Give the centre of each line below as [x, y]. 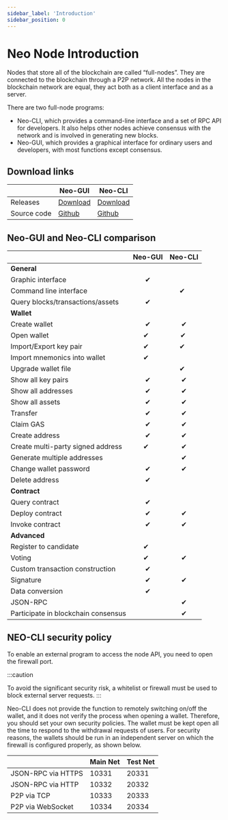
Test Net [141, 762]
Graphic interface [39, 280]
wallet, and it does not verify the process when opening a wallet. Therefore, [113, 715]
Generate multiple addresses [57, 458]
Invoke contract [35, 524]
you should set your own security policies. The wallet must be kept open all [113, 723]
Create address [35, 435]
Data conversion [37, 591]
